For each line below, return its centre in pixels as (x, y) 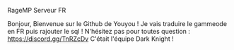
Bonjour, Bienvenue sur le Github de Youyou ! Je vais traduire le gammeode (117, 24)
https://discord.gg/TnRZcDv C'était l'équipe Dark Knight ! (91, 39)
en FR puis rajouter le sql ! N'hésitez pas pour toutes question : (99, 31)
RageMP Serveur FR (37, 10)
